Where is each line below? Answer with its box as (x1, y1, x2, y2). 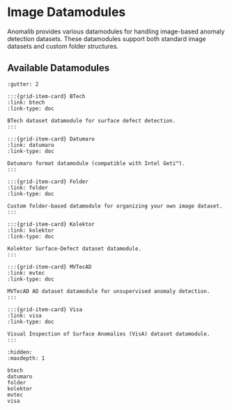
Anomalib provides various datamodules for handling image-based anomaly (7, 27, 225, 36)
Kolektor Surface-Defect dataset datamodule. (7, 245, 141, 252)
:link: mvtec (7, 269, 45, 276)
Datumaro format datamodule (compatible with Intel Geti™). (7, 159, 186, 167)
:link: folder (7, 184, 49, 191)
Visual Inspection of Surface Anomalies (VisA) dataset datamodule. (7, 330, 210, 338)
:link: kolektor (7, 227, 54, 234)
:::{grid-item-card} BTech (7, 93, 86, 100)
